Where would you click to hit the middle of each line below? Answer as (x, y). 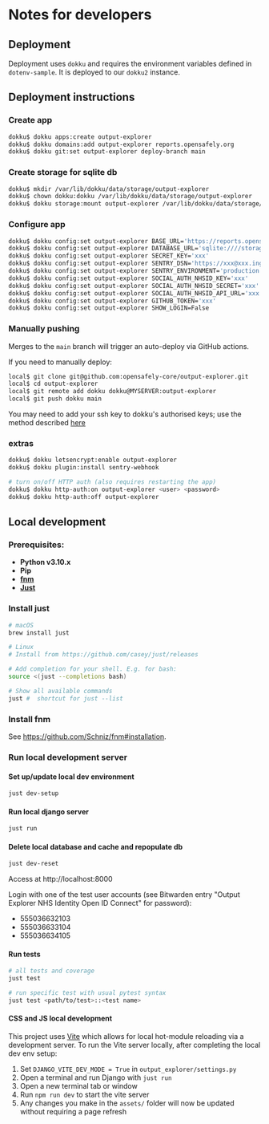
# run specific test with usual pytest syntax (87, 993)
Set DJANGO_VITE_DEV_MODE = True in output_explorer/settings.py (128, 1069)
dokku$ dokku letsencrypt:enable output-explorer (93, 460)
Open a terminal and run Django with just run (96, 1077)
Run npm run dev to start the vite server (84, 1095)
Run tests (24, 954)
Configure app (37, 225)
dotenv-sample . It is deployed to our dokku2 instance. (94, 72)
